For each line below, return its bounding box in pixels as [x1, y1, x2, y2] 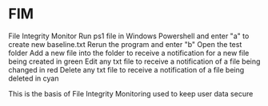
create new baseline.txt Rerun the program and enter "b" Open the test [8, 39, 242, 49]
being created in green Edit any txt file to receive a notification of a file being [8, 57, 261, 66]
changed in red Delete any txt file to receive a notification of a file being [8, 65, 245, 74]
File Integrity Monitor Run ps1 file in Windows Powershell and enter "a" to [8, 31, 250, 41]
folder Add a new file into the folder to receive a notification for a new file [8, 48, 250, 57]
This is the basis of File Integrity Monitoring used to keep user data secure [8, 88, 254, 98]
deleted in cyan [8, 73, 59, 83]
